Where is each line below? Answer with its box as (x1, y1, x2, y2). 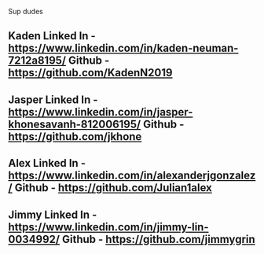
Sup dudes (8, 7, 43, 16)
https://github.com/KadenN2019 (8, 66, 173, 79)
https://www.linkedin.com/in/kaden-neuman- (8, 42, 239, 55)
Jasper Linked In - (8, 93, 98, 106)
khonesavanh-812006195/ (8, 117, 141, 131)
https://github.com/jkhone (8, 130, 142, 143)
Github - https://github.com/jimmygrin (61, 232, 255, 246)
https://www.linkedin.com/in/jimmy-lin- (8, 220, 209, 234)
